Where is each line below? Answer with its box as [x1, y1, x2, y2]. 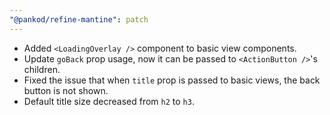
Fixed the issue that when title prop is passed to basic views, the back [23, 74, 321, 86]
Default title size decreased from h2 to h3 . [23, 95, 195, 107]
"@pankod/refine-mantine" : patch [9, 14, 149, 25]
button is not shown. [23, 84, 109, 96]
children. [23, 63, 61, 75]
